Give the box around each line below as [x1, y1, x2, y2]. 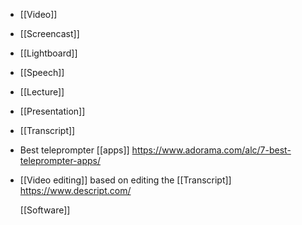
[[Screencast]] [19, 28, 80, 39]
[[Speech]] [19, 67, 65, 78]
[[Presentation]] [19, 105, 86, 117]
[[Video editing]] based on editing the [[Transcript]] [19, 174, 232, 186]
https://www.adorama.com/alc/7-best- [131, 144, 292, 156]
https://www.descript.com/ [19, 185, 132, 196]
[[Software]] [19, 204, 71, 216]
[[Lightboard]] [19, 47, 78, 59]
